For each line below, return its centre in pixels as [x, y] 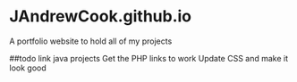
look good [28, 68]
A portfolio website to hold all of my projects [91, 41]
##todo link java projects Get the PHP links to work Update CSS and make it [149, 58]
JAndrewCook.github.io [101, 16]
